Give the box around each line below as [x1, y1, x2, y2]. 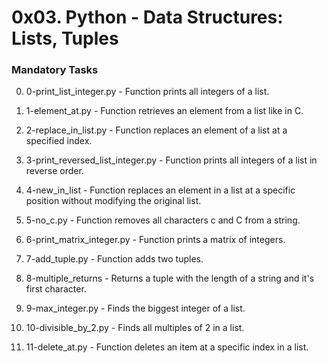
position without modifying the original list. [25, 195, 202, 207]
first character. [25, 283, 87, 295]
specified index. [25, 135, 93, 147]
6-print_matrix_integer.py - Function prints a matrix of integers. [25, 234, 286, 246]
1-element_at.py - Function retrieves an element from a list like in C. [25, 105, 304, 117]
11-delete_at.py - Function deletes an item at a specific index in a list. [25, 341, 309, 353]
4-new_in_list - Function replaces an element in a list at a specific [25, 184, 296, 196]
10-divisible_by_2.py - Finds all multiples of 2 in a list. [25, 322, 245, 334]
